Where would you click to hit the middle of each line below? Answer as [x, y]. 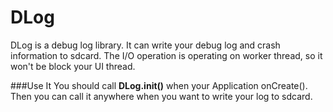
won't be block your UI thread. [73, 66]
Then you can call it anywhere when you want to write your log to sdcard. [161, 96]
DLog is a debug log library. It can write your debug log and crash [145, 45]
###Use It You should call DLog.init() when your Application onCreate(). [159, 85]
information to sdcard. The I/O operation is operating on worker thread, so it [166, 55]
